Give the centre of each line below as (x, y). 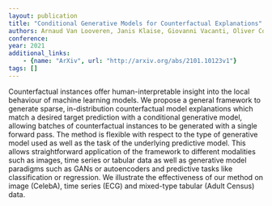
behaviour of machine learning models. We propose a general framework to (135, 100)
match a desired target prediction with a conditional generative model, (125, 117)
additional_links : (39, 53)
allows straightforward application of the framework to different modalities (132, 151)
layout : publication (43, 16)
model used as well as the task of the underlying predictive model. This (127, 143)
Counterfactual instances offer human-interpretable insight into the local (129, 91)
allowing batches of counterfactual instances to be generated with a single (133, 125)
